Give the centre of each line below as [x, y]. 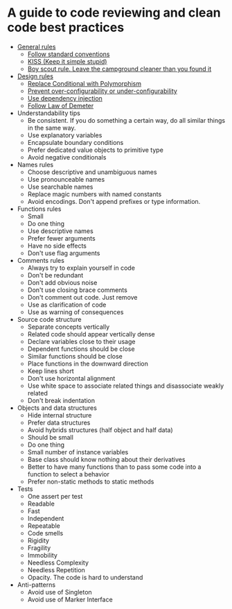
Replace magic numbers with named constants [95, 194]
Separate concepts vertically [69, 327]
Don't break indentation [61, 400]
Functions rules [39, 209]
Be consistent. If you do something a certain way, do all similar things [126, 120]
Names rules [35, 164]
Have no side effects [57, 246]
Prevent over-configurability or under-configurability [102, 91]
